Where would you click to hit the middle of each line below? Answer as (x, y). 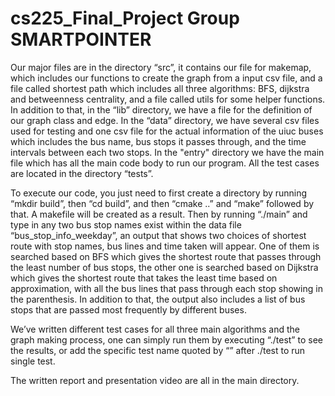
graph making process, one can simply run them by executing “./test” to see (166, 339)
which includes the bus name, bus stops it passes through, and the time (158, 141)
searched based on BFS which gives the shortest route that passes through (166, 256)
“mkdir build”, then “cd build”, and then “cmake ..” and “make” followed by (162, 203)
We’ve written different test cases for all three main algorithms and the (155, 329)
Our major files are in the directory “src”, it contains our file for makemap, (161, 67)
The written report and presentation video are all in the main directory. (155, 380)
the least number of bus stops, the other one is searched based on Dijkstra (164, 267)
